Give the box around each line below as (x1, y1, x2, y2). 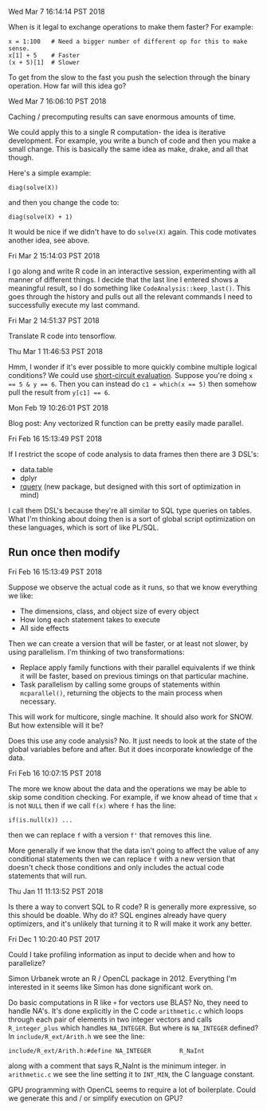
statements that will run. (8, 871, 88, 881)
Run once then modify (8, 546, 121, 559)
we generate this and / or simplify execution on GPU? (8, 1093, 183, 1103)
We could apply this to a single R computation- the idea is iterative (8, 128, 226, 136)
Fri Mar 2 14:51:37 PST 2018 (8, 316, 100, 325)
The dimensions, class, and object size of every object (19, 606, 199, 616)
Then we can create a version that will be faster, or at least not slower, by (8, 638, 249, 648)
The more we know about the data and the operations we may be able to (8, 783, 247, 793)
